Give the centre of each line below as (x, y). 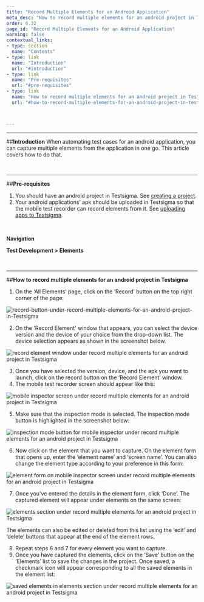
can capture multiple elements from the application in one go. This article (98, 148)
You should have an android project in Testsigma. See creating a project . (106, 195)
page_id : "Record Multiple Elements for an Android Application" (90, 29)
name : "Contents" (34, 52)
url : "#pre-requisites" (42, 86)
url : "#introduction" (39, 68)
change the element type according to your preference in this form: (99, 463)
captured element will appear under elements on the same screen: (98, 500)
